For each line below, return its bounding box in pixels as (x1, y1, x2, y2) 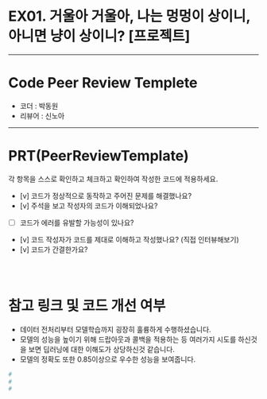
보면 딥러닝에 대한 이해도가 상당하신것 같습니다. (28, 344, 175, 354)
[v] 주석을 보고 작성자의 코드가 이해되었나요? (19, 200, 158, 211)
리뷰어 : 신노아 (19, 110, 65, 120)
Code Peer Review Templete (8, 74, 198, 92)
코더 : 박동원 (19, 101, 59, 110)
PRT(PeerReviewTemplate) (8, 147, 189, 165)
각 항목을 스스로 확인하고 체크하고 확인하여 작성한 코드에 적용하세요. (8, 174, 219, 184)
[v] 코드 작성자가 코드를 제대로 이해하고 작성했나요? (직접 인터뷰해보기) (19, 234, 240, 244)
